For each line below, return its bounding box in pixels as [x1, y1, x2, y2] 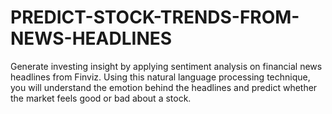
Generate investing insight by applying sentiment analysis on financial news [10, 60, 323, 72]
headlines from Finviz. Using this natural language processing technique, [10, 71, 311, 83]
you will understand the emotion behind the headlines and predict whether [10, 81, 318, 93]
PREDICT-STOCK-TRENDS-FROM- [10, 6, 300, 29]
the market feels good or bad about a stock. [10, 92, 192, 104]
